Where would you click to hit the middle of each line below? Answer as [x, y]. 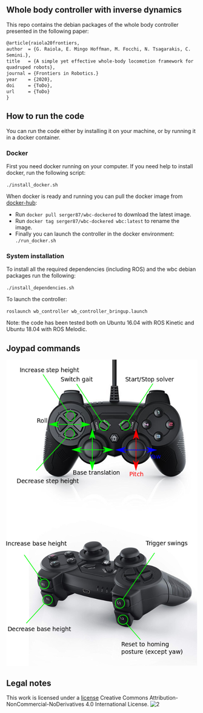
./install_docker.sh [32, 185]
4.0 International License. [117, 704]
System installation [35, 256]
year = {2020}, [29, 79]
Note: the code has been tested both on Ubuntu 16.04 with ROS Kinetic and [100, 323]
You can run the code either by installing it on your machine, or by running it [101, 131]
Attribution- [164, 698]
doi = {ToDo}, [29, 85]
